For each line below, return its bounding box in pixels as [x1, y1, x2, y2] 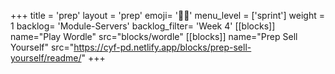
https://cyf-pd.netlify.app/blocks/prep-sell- [73, 41, 252, 53]
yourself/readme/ [10, 52, 82, 64]
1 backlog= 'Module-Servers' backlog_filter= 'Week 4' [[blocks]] [10, 20, 276, 32]
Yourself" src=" [10, 41, 75, 53]
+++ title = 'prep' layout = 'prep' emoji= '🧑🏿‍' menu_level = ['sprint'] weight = [10, 10, 325, 21]
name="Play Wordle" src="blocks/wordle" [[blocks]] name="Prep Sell [10, 31, 298, 42]
